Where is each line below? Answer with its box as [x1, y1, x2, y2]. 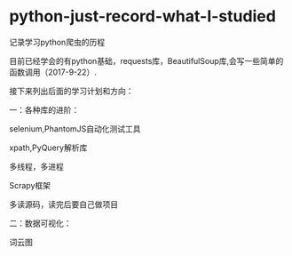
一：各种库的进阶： [9, 104, 80, 115]
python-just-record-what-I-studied [9, 6, 277, 27]
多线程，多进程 [9, 161, 64, 172]
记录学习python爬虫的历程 [9, 36, 105, 47]
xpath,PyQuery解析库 [9, 142, 88, 153]
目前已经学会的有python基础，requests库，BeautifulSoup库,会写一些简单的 [9, 55, 284, 66]
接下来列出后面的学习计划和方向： [9, 85, 134, 96]
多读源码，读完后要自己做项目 [9, 198, 118, 210]
